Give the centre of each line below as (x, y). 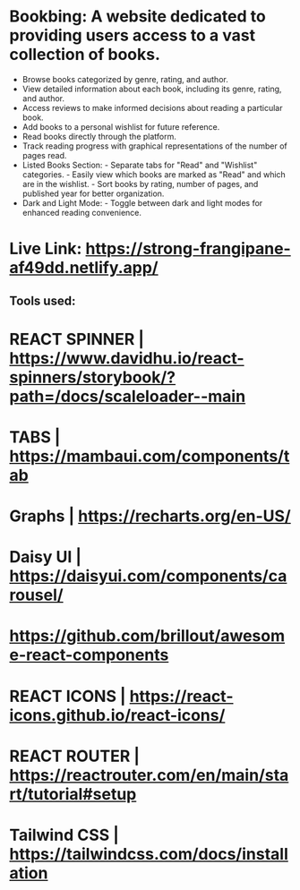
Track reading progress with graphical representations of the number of (155, 146)
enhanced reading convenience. (81, 212)
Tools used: (43, 300)
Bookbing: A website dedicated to (137, 17)
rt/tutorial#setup (73, 794)
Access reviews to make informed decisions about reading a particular (152, 107)
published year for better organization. (93, 193)
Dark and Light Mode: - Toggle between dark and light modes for (142, 202)
